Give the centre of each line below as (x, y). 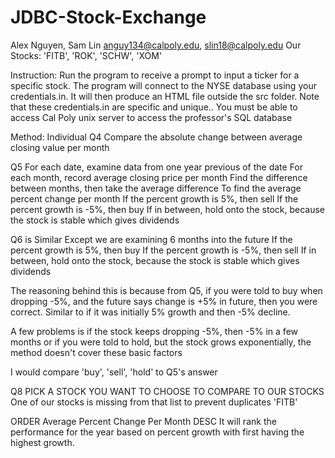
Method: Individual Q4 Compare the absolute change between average (156, 137)
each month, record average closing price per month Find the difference (159, 177)
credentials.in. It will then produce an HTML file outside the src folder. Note (165, 96)
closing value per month (60, 147)
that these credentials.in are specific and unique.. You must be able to (154, 107)
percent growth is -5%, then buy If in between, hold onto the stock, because (167, 209)
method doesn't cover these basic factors (96, 352)
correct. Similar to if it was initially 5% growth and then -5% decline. (150, 312)
